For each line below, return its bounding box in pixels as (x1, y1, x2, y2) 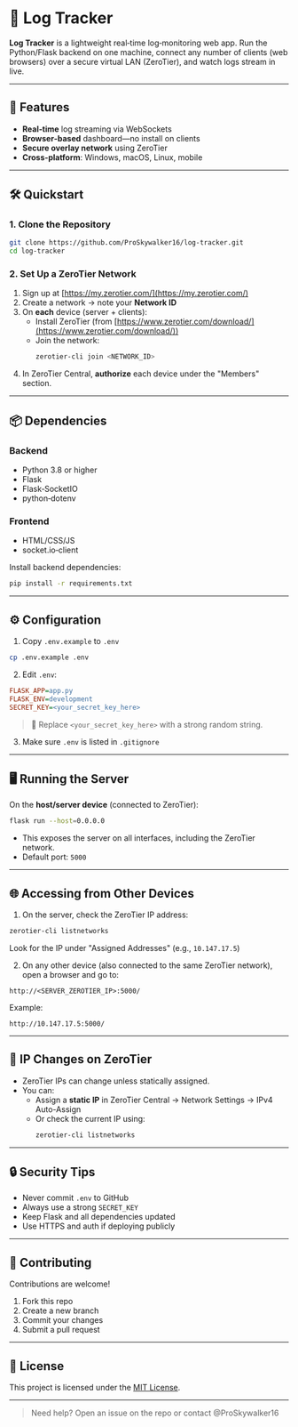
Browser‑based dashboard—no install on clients (21, 133, 201, 143)
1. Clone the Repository (9, 218, 111, 230)
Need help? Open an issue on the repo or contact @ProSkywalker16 (30, 1407, 279, 1418)
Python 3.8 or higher (21, 464, 98, 475)
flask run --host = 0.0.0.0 (9, 817, 105, 826)
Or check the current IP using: (35, 1113, 145, 1124)
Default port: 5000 (21, 851, 87, 862)
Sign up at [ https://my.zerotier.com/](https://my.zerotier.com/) (21, 288, 249, 299)
